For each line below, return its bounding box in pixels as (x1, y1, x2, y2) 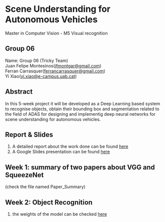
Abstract (5, 88, 33, 96)
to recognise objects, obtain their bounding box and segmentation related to (5, 106, 160, 112)
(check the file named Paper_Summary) (5, 184, 86, 190)
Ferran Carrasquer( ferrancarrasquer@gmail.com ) (5, 68, 106, 74)
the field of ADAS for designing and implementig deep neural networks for (5, 111, 156, 117)
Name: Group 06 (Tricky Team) (5, 58, 68, 63)
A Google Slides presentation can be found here (12, 149, 110, 155)
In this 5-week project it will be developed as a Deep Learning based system (5, 100, 161, 106)
